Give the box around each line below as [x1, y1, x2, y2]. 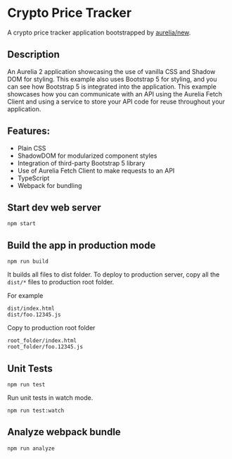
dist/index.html [7, 305, 55, 313]
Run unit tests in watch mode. [7, 394, 94, 402]
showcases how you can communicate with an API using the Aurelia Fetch [7, 89, 223, 98]
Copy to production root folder [7, 324, 96, 332]
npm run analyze [7, 445, 55, 452]
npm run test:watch [7, 407, 65, 414]
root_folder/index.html [7, 337, 77, 344]
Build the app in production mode [7, 239, 156, 251]
